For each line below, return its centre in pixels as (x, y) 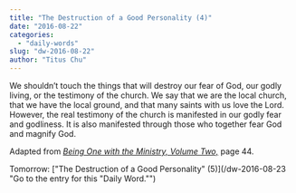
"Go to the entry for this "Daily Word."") (83, 179)
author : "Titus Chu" (48, 60)
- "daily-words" (48, 43)
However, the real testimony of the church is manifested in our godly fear (146, 115)
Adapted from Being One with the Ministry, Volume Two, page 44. (132, 151)
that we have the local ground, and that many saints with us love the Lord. (147, 105)
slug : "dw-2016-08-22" (52, 52)
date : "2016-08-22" (46, 26)
